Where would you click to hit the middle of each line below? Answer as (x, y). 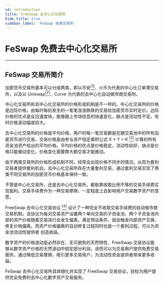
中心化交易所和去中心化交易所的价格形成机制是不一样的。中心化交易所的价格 (82, 104)
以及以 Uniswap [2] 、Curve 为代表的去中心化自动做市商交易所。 (77, 94)
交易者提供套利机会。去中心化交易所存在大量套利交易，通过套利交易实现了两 (82, 168)
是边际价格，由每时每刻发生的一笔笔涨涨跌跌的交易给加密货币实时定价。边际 (82, 110)
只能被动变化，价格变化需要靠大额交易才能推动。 (58, 151)
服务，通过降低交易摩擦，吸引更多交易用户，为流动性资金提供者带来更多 (78, 255)
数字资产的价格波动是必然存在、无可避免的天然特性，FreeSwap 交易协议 (78, 242)
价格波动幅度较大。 (28, 122)
